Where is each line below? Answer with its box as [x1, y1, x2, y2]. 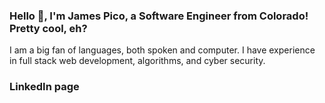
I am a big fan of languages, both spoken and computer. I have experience [9, 44, 316, 56]
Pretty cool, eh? [9, 21, 88, 35]
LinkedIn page [9, 80, 80, 94]
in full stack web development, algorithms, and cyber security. [9, 55, 266, 67]
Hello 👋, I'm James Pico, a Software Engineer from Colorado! [9, 9, 309, 23]
